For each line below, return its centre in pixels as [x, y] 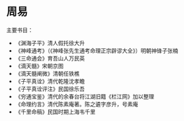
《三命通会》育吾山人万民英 [50, 58]
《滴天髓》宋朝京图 [39, 66]
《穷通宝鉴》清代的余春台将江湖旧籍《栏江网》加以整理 [84, 96]
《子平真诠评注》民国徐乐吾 [50, 89]
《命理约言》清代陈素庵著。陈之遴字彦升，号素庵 [76, 104]
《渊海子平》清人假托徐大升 [50, 43]
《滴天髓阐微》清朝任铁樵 [47, 73]
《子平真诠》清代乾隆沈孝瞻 [50, 81]
